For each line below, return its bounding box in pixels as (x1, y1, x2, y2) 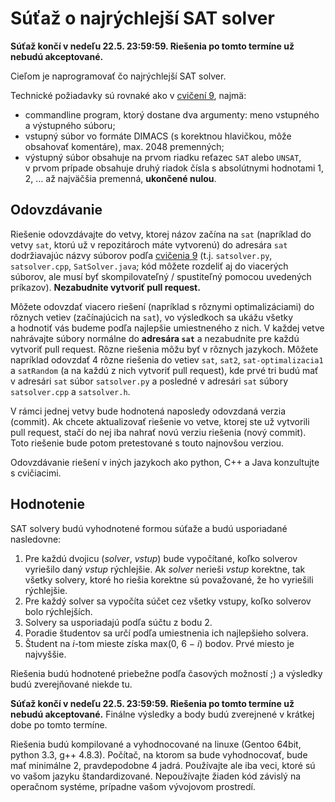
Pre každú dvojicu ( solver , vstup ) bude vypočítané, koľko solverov (24, 552, 298, 564)
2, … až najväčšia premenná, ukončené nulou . (24, 172, 217, 184)
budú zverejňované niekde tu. (10, 678, 133, 690)
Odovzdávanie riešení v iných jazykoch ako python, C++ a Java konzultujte (10, 456, 320, 468)
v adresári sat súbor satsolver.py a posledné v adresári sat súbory (10, 375, 289, 387)
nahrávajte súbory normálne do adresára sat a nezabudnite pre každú (10, 332, 300, 344)
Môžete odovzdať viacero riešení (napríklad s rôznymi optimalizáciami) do (10, 300, 315, 312)
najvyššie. (24, 648, 67, 660)
